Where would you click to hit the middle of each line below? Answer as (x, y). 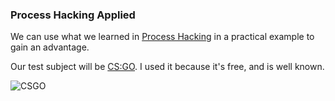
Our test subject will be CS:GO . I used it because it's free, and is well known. (167, 67)
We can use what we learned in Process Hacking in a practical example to (162, 37)
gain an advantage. (50, 47)
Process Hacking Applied (73, 15)
